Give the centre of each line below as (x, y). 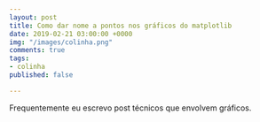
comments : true (37, 50)
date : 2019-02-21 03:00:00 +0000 (71, 34)
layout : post (33, 17)
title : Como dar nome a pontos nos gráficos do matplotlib (121, 26)
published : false (41, 75)
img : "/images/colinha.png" (61, 42)
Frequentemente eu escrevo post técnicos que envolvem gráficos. (130, 108)
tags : (19, 58)
